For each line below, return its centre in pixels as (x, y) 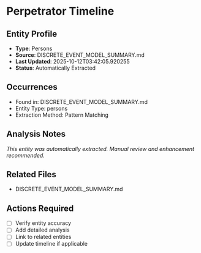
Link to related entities (43, 237)
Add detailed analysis (42, 230)
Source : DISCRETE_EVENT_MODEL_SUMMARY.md (80, 55)
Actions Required (40, 208)
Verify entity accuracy (43, 223)
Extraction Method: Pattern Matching (62, 115)
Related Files (32, 174)
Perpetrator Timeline (60, 11)
